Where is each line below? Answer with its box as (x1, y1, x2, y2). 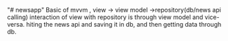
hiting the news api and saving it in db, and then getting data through (26, 20, 222, 28)
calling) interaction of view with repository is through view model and (7, 13, 203, 21)
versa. (7, 20, 25, 28)
